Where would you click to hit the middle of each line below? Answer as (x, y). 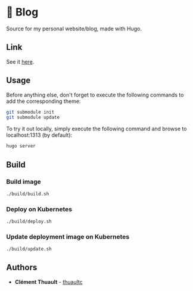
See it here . (20, 61)
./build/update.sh (29, 249)
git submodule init (30, 112)
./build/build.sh (28, 194)
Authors (22, 267)
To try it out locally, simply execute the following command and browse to (96, 129)
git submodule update (33, 118)
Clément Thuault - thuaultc (49, 281)
